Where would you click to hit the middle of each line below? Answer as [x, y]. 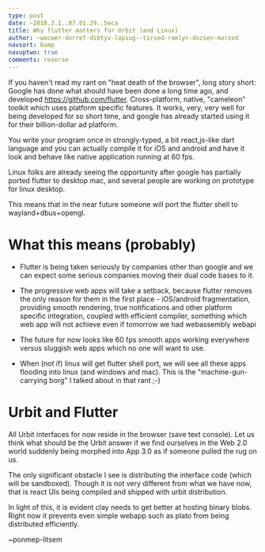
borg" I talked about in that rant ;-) [104, 380]
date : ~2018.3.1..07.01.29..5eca [63, 23]
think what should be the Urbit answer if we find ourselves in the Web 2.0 [128, 443]
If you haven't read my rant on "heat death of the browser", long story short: [132, 82]
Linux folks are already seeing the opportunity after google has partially [125, 172]
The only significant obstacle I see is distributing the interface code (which [130, 475]
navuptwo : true [33, 52]
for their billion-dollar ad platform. [63, 125]
